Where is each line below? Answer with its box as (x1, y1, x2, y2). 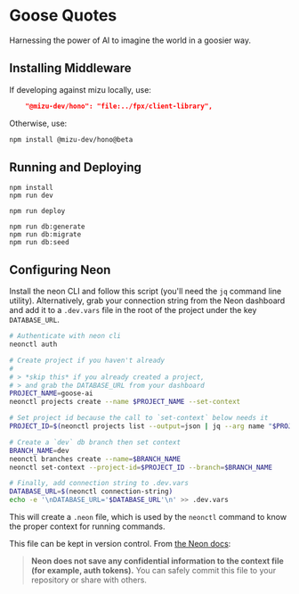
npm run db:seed (9, 238, 69, 247)
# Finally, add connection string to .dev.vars (9, 479, 190, 488)
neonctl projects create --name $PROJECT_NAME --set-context (9, 398, 241, 407)
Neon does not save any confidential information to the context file (30, 556, 285, 566)
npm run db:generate (9, 222, 86, 232)
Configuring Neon (9, 262, 111, 277)
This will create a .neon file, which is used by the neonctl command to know (9, 512, 287, 522)
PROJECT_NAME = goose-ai (9, 389, 93, 398)
